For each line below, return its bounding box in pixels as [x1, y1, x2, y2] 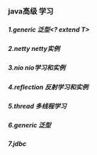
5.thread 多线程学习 [8, 102, 67, 110]
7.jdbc [8, 139, 27, 148]
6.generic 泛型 [8, 121, 52, 130]
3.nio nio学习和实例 [8, 64, 66, 72]
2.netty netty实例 [8, 44, 60, 52]
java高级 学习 [8, 6, 54, 16]
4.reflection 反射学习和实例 [8, 83, 89, 91]
